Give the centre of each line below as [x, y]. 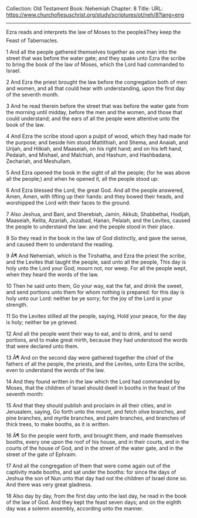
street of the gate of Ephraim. [42, 454]
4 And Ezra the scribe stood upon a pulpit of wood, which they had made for [98, 136]
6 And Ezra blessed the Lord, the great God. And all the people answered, [95, 190]
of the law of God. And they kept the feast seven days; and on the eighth [94, 502]
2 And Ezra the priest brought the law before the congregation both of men [97, 82]
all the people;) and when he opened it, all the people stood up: [82, 179]
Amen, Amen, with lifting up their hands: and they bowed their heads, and [95, 196]
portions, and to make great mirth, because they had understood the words [97, 340]
